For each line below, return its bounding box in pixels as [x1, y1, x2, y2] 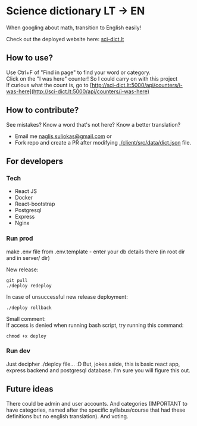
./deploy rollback [6, 305, 52, 311]
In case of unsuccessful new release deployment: [6, 293, 128, 300]
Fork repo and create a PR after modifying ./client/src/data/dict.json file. [14, 139, 192, 146]
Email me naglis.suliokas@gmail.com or [14, 133, 112, 140]
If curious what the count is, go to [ [6, 81, 92, 88]
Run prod [6, 234, 33, 243]
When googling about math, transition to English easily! [6, 24, 142, 31]
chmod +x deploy [6, 333, 46, 339]
